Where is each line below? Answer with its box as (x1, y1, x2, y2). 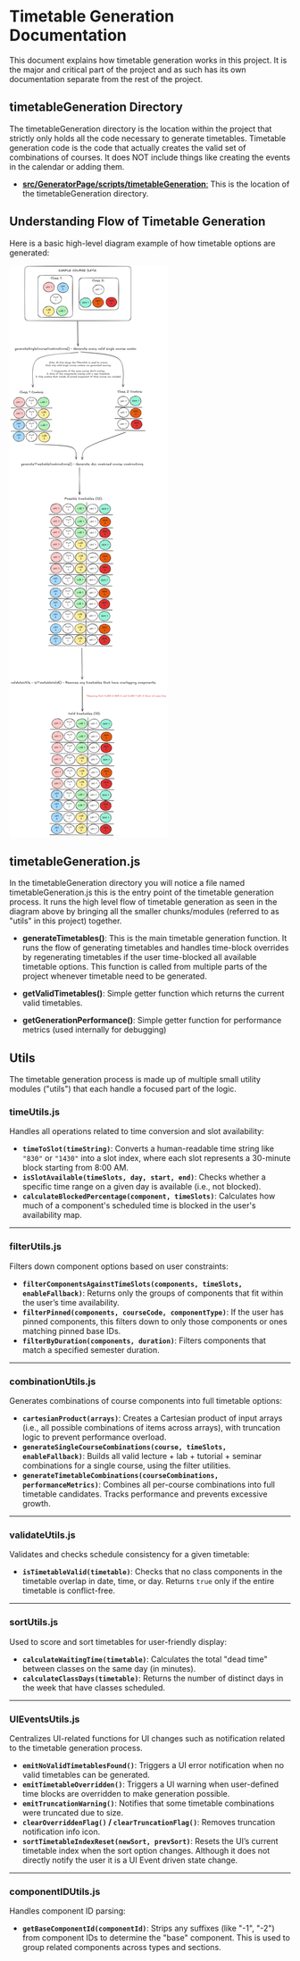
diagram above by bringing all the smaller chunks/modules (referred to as (9, 906, 279, 917)
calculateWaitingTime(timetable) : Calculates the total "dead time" (21, 1654, 268, 1665)
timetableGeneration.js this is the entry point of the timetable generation (9, 887, 274, 898)
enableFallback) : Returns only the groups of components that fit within (21, 1288, 284, 1298)
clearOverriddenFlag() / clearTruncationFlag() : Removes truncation (21, 1816, 276, 1827)
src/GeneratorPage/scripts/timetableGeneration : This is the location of (21, 179, 290, 189)
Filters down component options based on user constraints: (9, 1261, 229, 1272)
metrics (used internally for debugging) (21, 1024, 167, 1035)
